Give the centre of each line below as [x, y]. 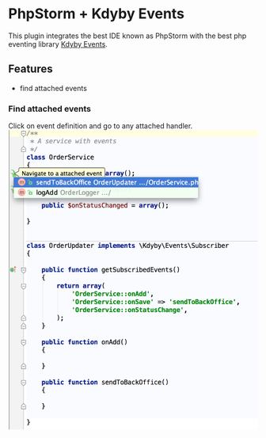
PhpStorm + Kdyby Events [96, 14]
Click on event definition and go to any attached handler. [101, 126]
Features [30, 69]
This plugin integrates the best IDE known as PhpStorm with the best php [127, 36]
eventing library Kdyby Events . [58, 44]
